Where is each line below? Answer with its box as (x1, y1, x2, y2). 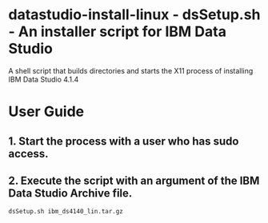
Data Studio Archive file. (8, 186, 133, 200)
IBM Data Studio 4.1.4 (8, 74, 79, 84)
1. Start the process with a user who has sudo (8, 134, 239, 148)
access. (8, 146, 49, 161)
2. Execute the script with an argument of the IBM (8, 173, 260, 187)
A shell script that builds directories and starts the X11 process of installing (8, 66, 254, 75)
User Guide (8, 102, 85, 121)
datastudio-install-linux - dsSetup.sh (8, 6, 261, 24)
